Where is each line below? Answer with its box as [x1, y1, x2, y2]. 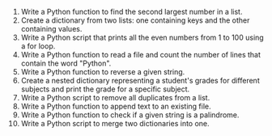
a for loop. [20, 41, 56, 51]
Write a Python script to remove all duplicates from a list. [20, 93, 210, 102]
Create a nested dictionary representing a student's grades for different [20, 76, 260, 85]
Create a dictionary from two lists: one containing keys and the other [20, 15, 250, 25]
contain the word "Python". [20, 58, 112, 68]
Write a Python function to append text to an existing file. [20, 101, 211, 111]
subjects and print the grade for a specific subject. [20, 84, 190, 94]
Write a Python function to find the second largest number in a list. [20, 7, 243, 16]
